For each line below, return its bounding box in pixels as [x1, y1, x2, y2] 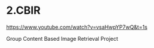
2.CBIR [6, 4, 41, 17]
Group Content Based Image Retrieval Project [6, 35, 119, 42]
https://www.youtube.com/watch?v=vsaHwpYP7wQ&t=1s [6, 23, 148, 31]
